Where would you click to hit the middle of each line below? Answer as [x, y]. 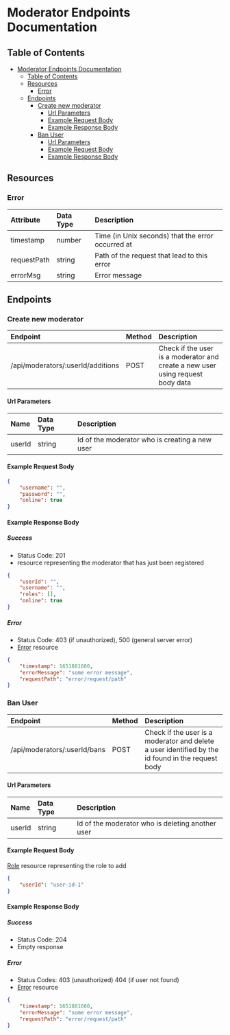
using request [181, 374]
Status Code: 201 [41, 555]
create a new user [188, 365]
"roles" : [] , [38, 594]
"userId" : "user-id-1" [52, 885]
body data [175, 383]
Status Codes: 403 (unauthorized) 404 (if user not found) [98, 980]
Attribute [26, 220]
